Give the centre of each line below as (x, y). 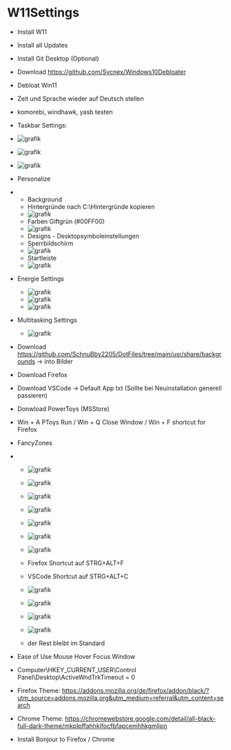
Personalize (34, 179)
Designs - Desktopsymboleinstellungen (83, 236)
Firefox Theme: (39, 690)
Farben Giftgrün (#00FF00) (66, 221)
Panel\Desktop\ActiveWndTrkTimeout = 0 (76, 677)
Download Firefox (42, 374)
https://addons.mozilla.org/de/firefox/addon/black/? (135, 690)
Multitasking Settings (47, 320)
